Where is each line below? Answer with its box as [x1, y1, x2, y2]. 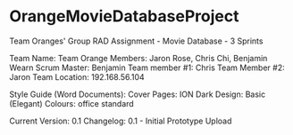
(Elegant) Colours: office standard [9, 98, 134, 108]
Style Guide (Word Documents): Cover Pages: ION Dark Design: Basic [9, 89, 266, 99]
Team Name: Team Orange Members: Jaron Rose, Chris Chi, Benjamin [9, 52, 268, 63]
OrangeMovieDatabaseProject [9, 6, 239, 27]
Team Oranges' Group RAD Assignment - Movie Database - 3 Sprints [9, 36, 264, 46]
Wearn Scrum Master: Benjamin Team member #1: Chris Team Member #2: [9, 62, 285, 73]
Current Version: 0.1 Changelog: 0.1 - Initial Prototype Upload [9, 115, 232, 126]
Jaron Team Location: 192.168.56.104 [9, 71, 145, 82]
